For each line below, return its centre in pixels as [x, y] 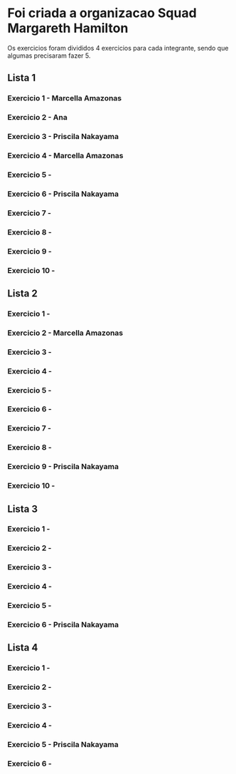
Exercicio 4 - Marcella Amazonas [65, 156]
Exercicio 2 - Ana [37, 118]
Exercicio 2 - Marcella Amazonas [65, 333]
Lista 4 [23, 647]
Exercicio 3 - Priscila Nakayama [63, 137]
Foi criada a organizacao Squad [102, 13]
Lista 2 [22, 293]
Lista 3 [22, 509]
